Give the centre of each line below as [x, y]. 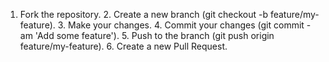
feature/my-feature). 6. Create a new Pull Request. [123, 46]
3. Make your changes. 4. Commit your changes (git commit [181, 25]
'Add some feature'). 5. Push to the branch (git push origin [154, 35]
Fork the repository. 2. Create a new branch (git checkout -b [143, 14]
